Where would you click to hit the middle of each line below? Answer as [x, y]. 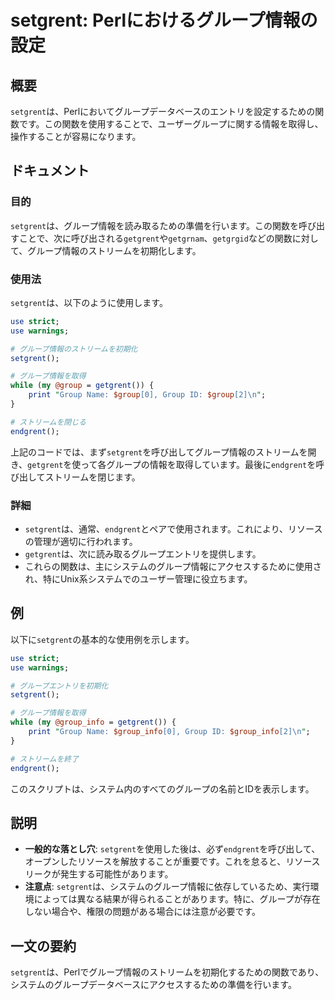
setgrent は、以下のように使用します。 [89, 302]
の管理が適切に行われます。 [81, 542]
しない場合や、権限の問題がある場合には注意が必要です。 [142, 912]
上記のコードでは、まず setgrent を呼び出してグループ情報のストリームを [159, 452]
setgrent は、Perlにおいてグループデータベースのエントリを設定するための [163, 111]
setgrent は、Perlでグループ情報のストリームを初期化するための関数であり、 [167, 972]
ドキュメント [50, 171]
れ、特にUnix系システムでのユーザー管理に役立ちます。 [138, 579]
